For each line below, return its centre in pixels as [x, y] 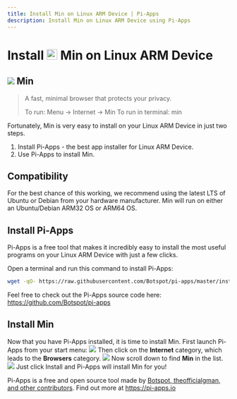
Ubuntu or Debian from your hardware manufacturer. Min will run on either [115, 201]
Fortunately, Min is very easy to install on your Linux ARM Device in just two [117, 125]
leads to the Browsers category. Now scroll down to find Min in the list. [115, 358]
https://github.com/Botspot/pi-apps [59, 302]
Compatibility [38, 176]
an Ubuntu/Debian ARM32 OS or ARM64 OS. [72, 208]
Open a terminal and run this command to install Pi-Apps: [90, 269]
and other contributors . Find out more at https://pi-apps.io [92, 388]
